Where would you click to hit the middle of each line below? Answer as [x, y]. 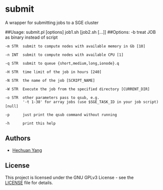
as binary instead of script [31, 37]
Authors [18, 138]
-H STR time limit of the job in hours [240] [53, 72]
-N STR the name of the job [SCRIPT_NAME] [50, 80]
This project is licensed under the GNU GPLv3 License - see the [69, 177]
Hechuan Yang [27, 150]
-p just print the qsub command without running [61, 115]
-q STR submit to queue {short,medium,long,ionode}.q [62, 63]
